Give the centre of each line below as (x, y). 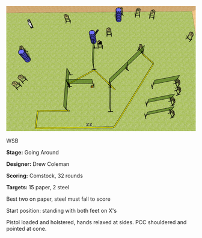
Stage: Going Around (32, 152)
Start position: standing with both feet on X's (62, 210)
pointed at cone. (26, 228)
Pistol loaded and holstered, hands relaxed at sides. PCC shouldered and (96, 222)
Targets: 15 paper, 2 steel (38, 187)
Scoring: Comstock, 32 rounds (44, 175)
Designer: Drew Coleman (38, 164)
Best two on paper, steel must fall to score (59, 199)
